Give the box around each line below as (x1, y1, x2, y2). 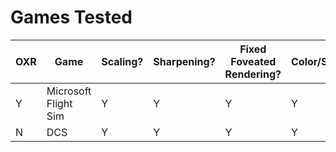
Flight (46, 96, 73, 110)
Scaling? (101, 54, 144, 68)
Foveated (230, 54, 277, 68)
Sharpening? (153, 54, 216, 68)
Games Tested (10, 6, 133, 29)
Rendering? (224, 67, 282, 81)
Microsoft (46, 84, 92, 98)
